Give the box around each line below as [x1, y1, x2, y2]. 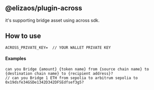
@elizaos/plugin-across [5, 4, 83, 12]
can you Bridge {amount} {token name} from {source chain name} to [5, 66, 149, 71]
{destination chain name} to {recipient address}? [5, 71, 113, 76]
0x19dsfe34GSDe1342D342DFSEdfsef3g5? [5, 79, 84, 84]
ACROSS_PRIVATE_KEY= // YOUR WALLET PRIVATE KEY [5, 45, 111, 50]
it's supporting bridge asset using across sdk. [5, 17, 100, 23]
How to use [5, 32, 41, 40]
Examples [5, 55, 27, 61]
